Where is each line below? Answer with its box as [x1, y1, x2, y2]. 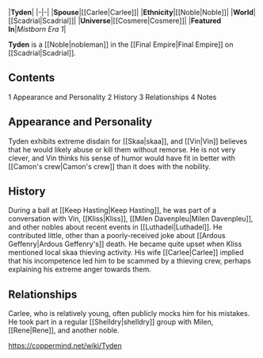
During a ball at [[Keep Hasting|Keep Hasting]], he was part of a [8, 206, 216, 215]
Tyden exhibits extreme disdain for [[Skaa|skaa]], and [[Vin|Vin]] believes [8, 136, 248, 146]
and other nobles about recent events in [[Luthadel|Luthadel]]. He [8, 222, 223, 232]
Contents [8, 71, 55, 85]
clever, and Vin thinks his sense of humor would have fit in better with [8, 153, 236, 163]
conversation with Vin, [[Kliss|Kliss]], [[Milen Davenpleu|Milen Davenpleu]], [8, 214, 253, 224]
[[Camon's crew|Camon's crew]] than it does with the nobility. [8, 161, 212, 171]
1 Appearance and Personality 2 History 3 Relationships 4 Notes [8, 92, 217, 102]
